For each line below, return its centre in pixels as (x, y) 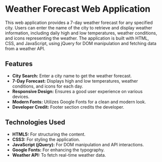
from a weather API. (25, 48)
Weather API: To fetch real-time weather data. (59, 155)
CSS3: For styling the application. (46, 139)
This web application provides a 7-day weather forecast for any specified (79, 23)
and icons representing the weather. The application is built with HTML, (77, 38)
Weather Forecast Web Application (78, 9)
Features (19, 64)
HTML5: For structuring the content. (49, 134)
